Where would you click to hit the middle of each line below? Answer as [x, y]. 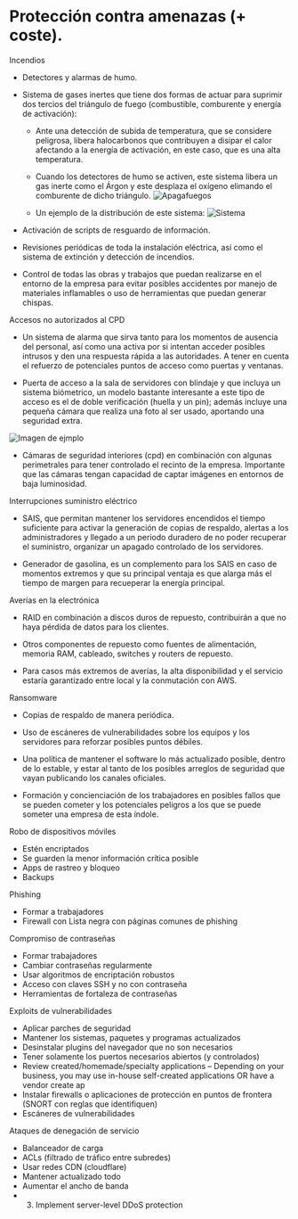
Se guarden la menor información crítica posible [110, 858]
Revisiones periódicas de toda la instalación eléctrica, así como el [142, 247]
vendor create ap [54, 1084]
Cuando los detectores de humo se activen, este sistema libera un [157, 177]
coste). [36, 35]
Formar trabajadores [60, 955]
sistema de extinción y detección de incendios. [108, 257]
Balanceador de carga [63, 1148]
